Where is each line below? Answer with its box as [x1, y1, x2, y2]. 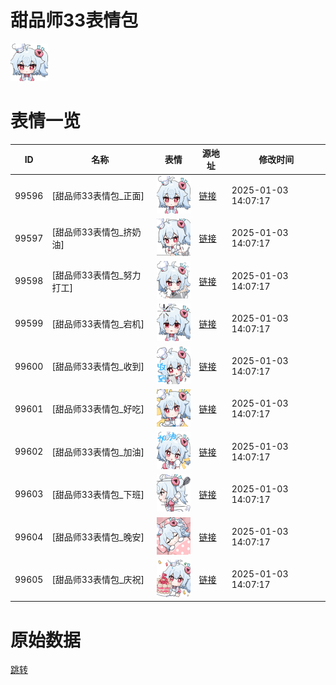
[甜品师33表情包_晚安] [51, 531, 145, 543]
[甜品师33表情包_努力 [51, 269, 142, 281]
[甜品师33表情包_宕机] [51, 317, 145, 330]
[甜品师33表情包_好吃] [51, 403, 145, 415]
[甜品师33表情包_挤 [51, 226, 133, 238]
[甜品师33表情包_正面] [51, 190, 145, 202]
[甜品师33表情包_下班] [51, 488, 145, 500]
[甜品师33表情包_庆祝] [51, 574, 145, 586]
